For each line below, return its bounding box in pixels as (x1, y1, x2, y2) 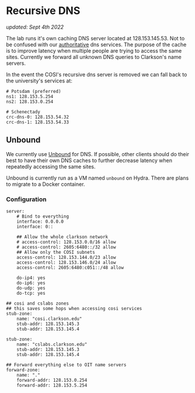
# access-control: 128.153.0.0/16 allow (16, 239, 116, 245)
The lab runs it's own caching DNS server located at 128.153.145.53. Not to (6, 35, 185, 42)
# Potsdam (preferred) (6, 88, 61, 94)
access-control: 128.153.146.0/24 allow (16, 260, 116, 266)
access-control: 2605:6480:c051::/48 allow (16, 265, 124, 271)
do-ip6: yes (16, 280, 46, 286)
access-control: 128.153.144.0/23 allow (16, 254, 116, 261)
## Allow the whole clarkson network (16, 234, 109, 240)
